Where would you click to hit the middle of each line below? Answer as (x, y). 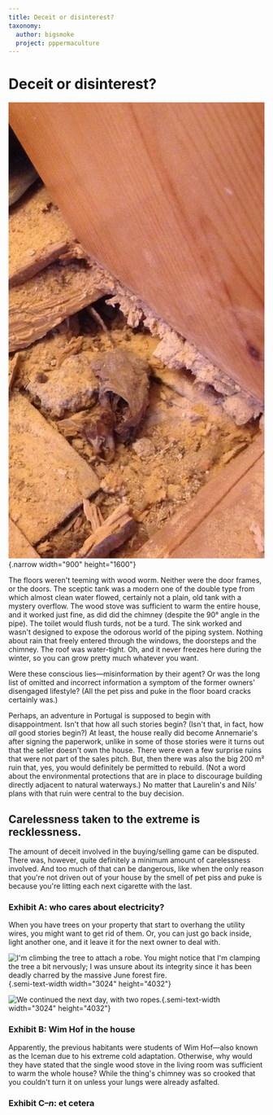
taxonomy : (25, 26)
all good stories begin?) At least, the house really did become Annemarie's (133, 733)
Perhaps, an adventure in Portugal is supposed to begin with (110, 716)
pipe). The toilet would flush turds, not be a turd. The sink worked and (125, 624)
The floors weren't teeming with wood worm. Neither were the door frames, (135, 580)
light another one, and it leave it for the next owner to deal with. (115, 942)
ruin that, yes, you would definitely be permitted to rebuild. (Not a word (127, 768)
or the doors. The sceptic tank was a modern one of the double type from (132, 589)
